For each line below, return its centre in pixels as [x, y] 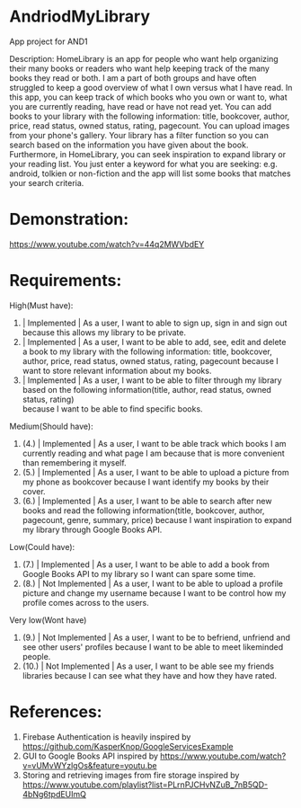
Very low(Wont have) [48, 620]
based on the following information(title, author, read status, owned [147, 389]
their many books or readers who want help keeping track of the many [139, 68]
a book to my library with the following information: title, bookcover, [147, 351]
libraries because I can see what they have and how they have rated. [149, 675]
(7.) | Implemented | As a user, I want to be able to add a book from [146, 564]
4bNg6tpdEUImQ [54, 794]
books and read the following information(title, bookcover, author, [143, 511]
